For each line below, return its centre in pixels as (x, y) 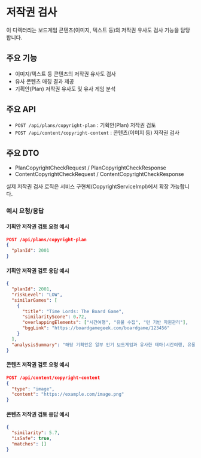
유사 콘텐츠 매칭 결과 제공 (45, 81)
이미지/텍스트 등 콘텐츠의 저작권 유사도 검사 (66, 74)
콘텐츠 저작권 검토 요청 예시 (38, 365)
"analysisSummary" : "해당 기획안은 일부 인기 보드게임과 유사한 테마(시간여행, (98, 345)
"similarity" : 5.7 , (36, 433)
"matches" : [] (29, 444)
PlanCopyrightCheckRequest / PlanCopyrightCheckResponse (90, 168)
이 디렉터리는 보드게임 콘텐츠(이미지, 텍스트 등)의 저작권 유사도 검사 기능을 (93, 30)
